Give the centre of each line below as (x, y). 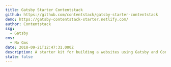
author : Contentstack (28, 24)
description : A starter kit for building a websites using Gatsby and (82, 52)
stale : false (19, 57)
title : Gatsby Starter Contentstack (44, 10)
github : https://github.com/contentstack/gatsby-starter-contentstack (82, 15)
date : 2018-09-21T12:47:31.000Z (39, 47)
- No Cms (19, 43)
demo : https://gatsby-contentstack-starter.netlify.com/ (67, 19)
